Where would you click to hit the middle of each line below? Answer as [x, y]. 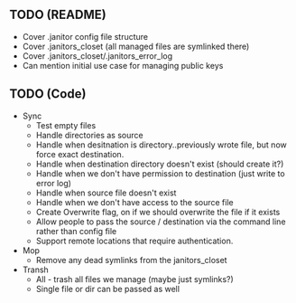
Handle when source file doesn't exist [106, 193]
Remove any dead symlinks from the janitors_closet [131, 260]
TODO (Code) [48, 94]
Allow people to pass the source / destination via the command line [161, 222]
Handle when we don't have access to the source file [134, 202]
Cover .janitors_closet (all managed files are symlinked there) [136, 46]
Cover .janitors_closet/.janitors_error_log [97, 56]
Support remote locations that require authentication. [134, 241]
